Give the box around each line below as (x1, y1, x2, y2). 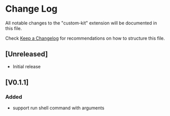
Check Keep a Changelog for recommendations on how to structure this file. (5, 35, 165, 41)
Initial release (12, 63, 41, 69)
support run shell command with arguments (12, 105, 104, 111)
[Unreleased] (5, 50, 48, 59)
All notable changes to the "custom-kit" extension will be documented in (5, 20, 157, 26)
